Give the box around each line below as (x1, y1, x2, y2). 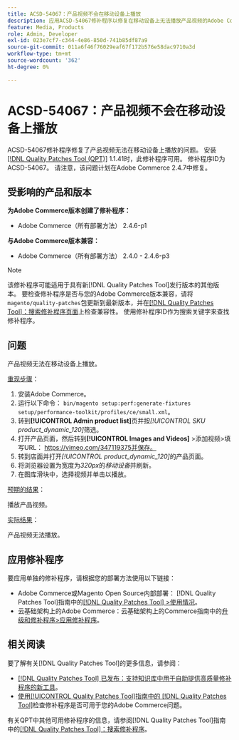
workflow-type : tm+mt (7, 51, 72, 58)
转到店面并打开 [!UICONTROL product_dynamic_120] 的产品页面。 (17, 452, 208, 461)
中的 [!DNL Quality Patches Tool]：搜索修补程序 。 (7, 724, 152, 733)
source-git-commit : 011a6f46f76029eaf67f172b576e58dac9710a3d (7, 43, 196, 51)
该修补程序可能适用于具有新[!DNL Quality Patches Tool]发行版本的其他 (7, 281, 213, 289)
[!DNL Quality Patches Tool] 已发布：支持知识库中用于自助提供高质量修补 (17, 674, 232, 682)
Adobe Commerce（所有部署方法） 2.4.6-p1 (17, 222, 147, 230)
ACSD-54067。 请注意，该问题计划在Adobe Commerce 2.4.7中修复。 (7, 163, 212, 172)
